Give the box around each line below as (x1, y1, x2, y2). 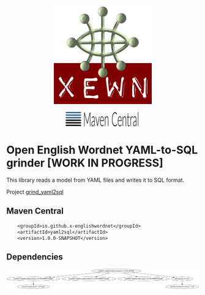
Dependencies (6, 252, 63, 263)
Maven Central (6, 206, 64, 217)
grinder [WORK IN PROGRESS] (6, 156, 163, 170)
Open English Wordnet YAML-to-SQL (6, 143, 198, 157)
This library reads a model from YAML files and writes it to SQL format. (6, 176, 185, 184)
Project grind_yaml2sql (6, 188, 64, 195)
